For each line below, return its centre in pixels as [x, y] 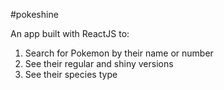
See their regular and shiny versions [99, 63]
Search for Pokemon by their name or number [119, 53]
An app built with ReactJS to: [70, 33]
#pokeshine [34, 14]
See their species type [71, 74]
